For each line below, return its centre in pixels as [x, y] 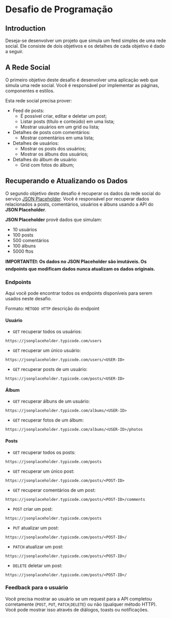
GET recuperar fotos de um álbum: [48, 420]
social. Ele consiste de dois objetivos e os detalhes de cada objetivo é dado [85, 46]
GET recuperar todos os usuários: [47, 332]
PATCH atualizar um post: [38, 546]
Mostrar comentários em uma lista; [57, 138]
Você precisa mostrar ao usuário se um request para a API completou [79, 599]
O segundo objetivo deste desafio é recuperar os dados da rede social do [83, 193]
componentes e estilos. [30, 91]
